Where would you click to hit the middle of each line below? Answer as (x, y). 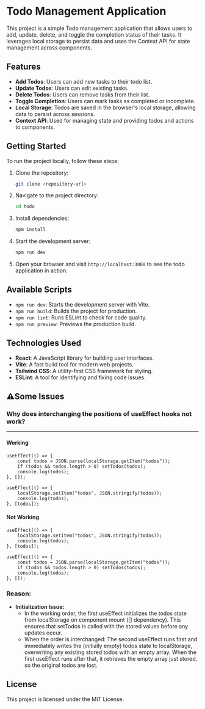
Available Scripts (39, 290)
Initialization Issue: (40, 607)
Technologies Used (44, 343)
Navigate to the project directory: (57, 195)
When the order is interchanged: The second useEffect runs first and (111, 639)
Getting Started (36, 146)
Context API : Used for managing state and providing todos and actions (104, 120)
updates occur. (43, 633)
